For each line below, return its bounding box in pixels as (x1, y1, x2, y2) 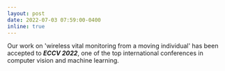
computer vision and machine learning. (7, 57, 120, 65)
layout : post (7, 10, 45, 17)
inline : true (7, 23, 45, 30)
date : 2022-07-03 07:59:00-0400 (7, 17, 101, 23)
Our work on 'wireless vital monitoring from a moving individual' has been (7, 42, 219, 50)
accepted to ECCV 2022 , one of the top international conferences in (7, 49, 203, 57)
